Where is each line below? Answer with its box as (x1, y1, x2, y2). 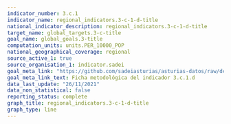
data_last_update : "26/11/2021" (7, 81, 100, 87)
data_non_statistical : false (7, 87, 91, 94)
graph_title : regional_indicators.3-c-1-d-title (7, 100, 149, 107)
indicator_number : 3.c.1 (7, 10, 78, 17)
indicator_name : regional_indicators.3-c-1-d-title (7, 17, 158, 23)
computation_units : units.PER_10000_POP (7, 42, 125, 49)
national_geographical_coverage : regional (7, 49, 131, 56)
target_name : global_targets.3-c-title (7, 29, 122, 37)
